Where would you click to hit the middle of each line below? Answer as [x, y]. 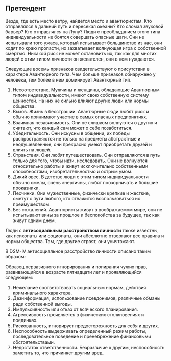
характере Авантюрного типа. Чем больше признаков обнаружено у [80, 74]
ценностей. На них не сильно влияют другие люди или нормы [81, 101]
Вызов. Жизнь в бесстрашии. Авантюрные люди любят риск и [81, 111]
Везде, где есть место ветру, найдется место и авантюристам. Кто [79, 21]
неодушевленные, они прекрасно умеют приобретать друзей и [82, 144]
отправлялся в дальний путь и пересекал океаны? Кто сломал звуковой [84, 26]
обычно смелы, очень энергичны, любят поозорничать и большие [85, 182]
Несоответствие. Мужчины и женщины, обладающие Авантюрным [86, 90]
